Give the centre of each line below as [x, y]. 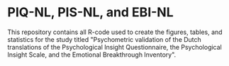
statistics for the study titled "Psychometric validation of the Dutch [105, 39]
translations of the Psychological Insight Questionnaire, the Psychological [114, 47]
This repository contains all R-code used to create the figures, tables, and [115, 32]
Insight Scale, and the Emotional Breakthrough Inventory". [92, 55]
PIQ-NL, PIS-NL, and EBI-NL [90, 12]
